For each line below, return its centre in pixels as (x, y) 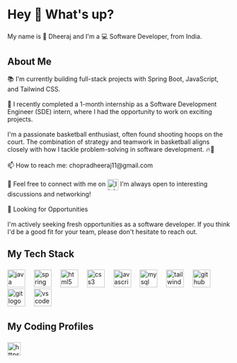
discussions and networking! (49, 194)
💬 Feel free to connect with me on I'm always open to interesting (108, 184)
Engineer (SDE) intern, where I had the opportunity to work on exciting (110, 111)
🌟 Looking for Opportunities (48, 209)
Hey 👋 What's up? (61, 15)
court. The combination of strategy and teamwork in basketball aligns (109, 142)
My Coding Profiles (51, 326)
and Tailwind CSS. (34, 89)
